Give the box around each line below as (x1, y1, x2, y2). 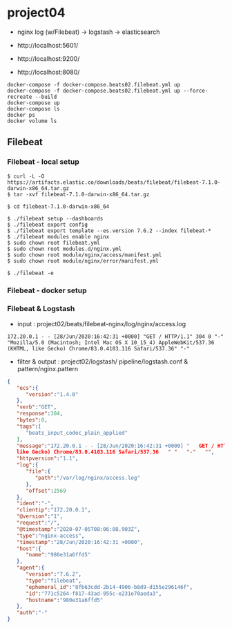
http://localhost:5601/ (17, 41, 79, 49)
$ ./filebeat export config (7, 221, 88, 228)
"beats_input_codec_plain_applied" (25, 429, 128, 436)
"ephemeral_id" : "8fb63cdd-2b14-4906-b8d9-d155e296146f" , (25, 583, 193, 590)
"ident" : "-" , (16, 500, 54, 507)
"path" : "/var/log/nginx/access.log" (35, 474, 140, 481)
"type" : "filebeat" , (25, 577, 81, 584)
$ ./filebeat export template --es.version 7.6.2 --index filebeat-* (7, 227, 212, 234)
